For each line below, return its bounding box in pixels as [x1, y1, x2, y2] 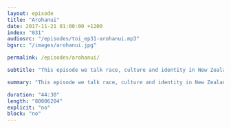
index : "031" [7, 29, 45, 36]
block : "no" [7, 110, 41, 117]
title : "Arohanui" [7, 16, 60, 23]
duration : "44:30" [7, 91, 60, 98]
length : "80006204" [7, 97, 63, 105]
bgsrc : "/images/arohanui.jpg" [7, 42, 97, 49]
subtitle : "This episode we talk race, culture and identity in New [7, 66, 208, 73]
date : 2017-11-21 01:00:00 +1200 [7, 23, 103, 29]
